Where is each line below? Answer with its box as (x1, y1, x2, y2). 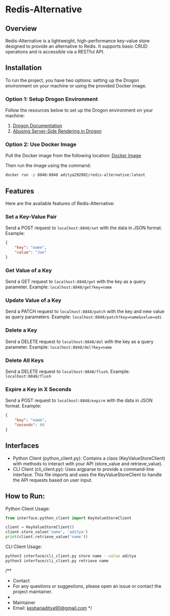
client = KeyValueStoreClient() (5, 524, 74, 530)
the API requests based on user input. (12, 477, 93, 483)
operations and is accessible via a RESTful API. (5, 49, 105, 55)
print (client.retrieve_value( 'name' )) (5, 534, 88, 539)
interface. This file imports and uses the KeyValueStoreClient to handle (12, 472, 162, 478)
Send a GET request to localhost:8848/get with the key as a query (5, 279, 146, 285)
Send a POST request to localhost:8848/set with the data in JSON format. (5, 225, 162, 231)
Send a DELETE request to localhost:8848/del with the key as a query (5, 338, 154, 345)
